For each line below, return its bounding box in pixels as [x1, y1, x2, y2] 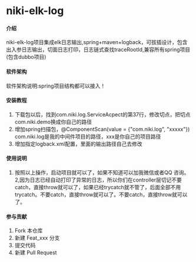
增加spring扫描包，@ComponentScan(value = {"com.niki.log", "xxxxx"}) [14, 125, 190, 133]
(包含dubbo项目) [6, 53, 46, 61]
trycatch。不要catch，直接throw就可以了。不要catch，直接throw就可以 [14, 191, 188, 198]
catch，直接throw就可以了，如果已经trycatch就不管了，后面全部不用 [14, 184, 181, 190]
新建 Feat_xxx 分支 [14, 234, 60, 241]
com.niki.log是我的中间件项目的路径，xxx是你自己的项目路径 [14, 133, 161, 140]
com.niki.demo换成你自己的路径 [14, 118, 92, 125]
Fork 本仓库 [14, 227, 43, 234]
